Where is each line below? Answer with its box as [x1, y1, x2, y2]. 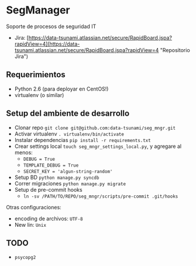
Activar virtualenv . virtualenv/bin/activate [14, 130, 125, 137]
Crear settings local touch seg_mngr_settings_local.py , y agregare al [14, 143, 182, 150]
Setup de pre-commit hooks [14, 186, 83, 193]
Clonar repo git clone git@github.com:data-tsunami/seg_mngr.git [14, 124, 176, 131]
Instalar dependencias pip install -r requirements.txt [14, 136, 151, 143]
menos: [14, 148, 33, 156]
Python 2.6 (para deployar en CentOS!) [14, 85, 109, 92]
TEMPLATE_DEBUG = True [23, 162, 79, 168]
